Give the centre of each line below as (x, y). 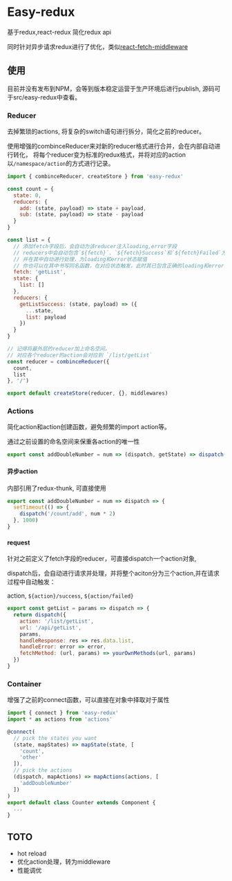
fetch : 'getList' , (40, 272)
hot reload (32, 853)
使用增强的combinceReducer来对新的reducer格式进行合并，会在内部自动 (111, 146)
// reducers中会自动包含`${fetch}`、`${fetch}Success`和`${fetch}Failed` (118, 253)
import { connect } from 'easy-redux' (63, 713)
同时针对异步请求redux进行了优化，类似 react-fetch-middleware (98, 46)
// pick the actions (43, 770)
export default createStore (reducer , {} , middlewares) (88, 394)
